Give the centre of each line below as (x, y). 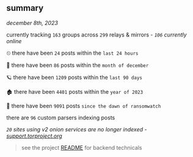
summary (25, 8)
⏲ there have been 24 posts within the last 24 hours (72, 53)
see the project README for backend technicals (82, 147)
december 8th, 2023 (32, 23)
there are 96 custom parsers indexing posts (61, 117)
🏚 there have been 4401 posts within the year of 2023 (75, 91)
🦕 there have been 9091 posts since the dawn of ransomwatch (84, 106)
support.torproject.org (34, 136)
